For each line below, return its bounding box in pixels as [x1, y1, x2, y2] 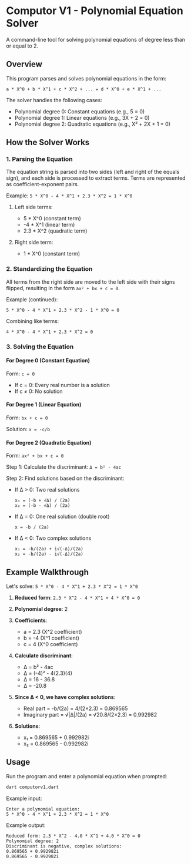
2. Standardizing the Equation [6, 265, 93, 273]
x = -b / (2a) [14, 525, 49, 530]
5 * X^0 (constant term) [23, 215, 81, 222]
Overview [6, 59, 43, 69]
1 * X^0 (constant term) [23, 250, 81, 257]
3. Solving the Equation [6, 342, 74, 351]
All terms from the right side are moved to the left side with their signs [6, 278, 175, 285]
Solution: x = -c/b [6, 426, 50, 433]
